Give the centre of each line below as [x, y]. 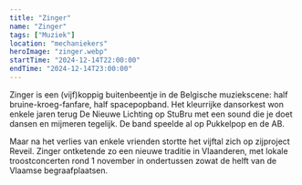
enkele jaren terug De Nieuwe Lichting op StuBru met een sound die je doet [151, 114]
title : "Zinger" [40, 18]
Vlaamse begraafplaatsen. [59, 170]
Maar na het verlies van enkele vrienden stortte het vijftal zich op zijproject [150, 141]
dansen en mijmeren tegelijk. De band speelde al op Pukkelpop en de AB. [147, 123]
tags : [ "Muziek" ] [42, 35]
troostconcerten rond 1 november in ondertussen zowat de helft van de [143, 160]
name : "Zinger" [38, 26]
